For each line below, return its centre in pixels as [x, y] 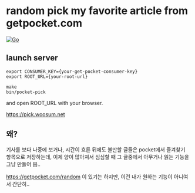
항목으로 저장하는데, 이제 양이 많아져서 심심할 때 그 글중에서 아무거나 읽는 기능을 [98, 157]
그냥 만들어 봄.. [23, 164]
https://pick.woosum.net [36, 114]
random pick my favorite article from [97, 11]
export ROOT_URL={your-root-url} [47, 77]
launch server [32, 58]
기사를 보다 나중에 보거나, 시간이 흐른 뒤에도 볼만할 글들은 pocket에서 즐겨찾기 [96, 149]
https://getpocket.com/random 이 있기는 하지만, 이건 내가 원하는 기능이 [89, 177]
